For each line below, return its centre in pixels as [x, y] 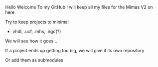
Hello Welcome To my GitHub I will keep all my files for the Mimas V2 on [79, 7]
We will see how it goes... [31, 41]
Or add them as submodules [34, 60]
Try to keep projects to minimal [37, 22]
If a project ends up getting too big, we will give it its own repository [75, 50]
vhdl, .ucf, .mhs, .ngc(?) [37, 31]
